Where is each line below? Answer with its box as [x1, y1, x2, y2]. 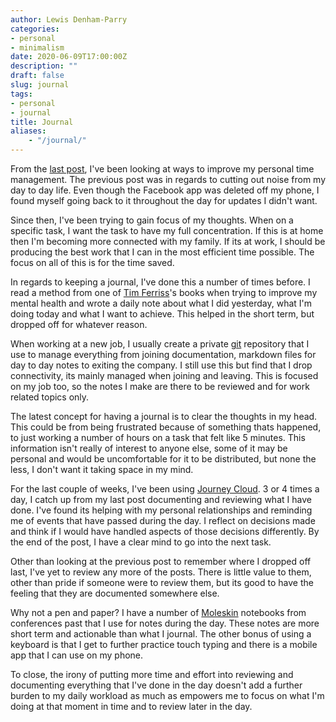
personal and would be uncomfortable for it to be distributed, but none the [10, 453, 317, 465]
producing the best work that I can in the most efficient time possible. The [10, 246, 315, 258]
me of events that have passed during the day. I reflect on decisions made [10, 515, 316, 526]
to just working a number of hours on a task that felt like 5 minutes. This [10, 432, 306, 443]
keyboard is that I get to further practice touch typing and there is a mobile [10, 639, 318, 650]
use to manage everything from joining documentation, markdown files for [10, 349, 317, 360]
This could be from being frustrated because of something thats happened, [10, 421, 322, 433]
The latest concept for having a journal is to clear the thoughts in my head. [10, 411, 318, 422]
